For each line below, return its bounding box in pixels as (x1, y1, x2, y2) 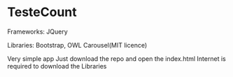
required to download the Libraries (7, 62, 107, 70)
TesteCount (7, 4, 77, 20)
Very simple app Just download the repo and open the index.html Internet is (7, 54, 226, 63)
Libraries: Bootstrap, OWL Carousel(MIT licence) (7, 41, 148, 49)
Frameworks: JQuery (7, 27, 68, 36)
